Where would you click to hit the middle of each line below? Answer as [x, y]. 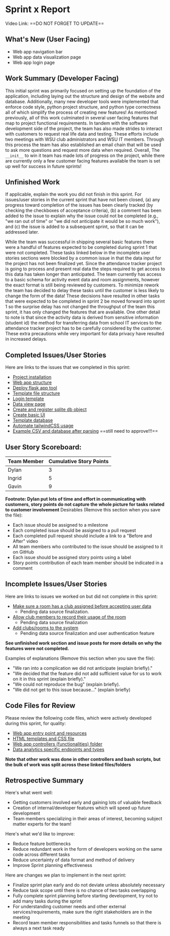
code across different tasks [41, 855]
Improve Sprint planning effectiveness [52, 865]
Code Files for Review [40, 706]
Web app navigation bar [38, 51]
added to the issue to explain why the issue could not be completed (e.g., [82, 216]
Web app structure [32, 382]
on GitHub [23, 552]
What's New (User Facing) [48, 39]
